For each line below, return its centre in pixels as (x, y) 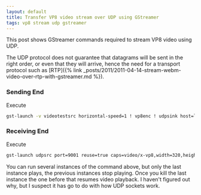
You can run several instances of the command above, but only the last (94, 166)
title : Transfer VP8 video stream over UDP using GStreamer (83, 17)
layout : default (26, 12)
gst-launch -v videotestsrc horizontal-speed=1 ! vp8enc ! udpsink (92, 116)
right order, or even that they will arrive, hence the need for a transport (93, 64)
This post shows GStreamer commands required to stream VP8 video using (99, 40)
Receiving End (28, 131)
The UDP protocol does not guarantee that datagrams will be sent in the (95, 58)
